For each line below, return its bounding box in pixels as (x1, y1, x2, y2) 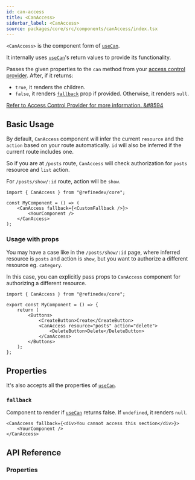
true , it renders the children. (14, 84, 86, 91)
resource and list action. (6, 166, 71, 174)
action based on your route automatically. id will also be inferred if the (6, 142, 182, 149)
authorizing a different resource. (6, 280, 86, 287)
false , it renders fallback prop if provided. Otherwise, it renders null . (14, 90, 189, 97)
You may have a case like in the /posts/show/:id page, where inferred (6, 248, 181, 256)
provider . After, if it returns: (6, 72, 74, 79)
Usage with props (6, 235, 59, 243)
